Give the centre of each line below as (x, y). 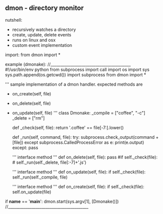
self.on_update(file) (32, 192)
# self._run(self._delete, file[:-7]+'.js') (49, 162)
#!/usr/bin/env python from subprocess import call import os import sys (77, 69)
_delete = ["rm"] (28, 118)
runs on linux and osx (34, 40)
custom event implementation (42, 45)
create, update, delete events (42, 34)
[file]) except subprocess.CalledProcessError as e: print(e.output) (78, 142)
